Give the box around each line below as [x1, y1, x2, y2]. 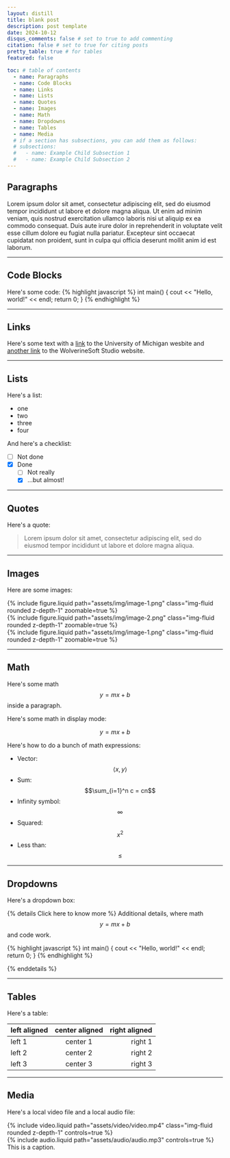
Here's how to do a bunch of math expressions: [7, 741, 141, 749]
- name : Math [13, 112, 51, 118]
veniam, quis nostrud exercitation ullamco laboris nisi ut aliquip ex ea [7, 214, 201, 223]
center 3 [65, 1059, 93, 1069]
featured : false [7, 55, 53, 62]
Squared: [16, 818, 43, 827]
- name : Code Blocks [13, 79, 72, 86]
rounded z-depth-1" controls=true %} [7, 1128, 113, 1137]
